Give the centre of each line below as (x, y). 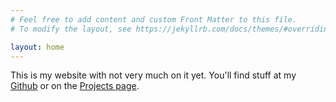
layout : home (37, 47)
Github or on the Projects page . (75, 86)
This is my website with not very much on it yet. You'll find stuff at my (153, 75)
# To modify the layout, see (71, 29)
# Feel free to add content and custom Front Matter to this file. (154, 19)
